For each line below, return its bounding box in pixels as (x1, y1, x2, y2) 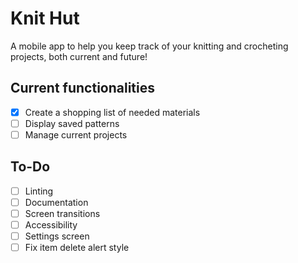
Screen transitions (24, 207, 101, 219)
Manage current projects (24, 128, 128, 141)
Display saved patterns (24, 117, 120, 129)
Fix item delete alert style (24, 242, 130, 254)
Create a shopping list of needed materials (24, 106, 201, 118)
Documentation (24, 196, 89, 208)
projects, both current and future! (10, 50, 148, 62)
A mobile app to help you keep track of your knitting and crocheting (10, 40, 289, 52)
